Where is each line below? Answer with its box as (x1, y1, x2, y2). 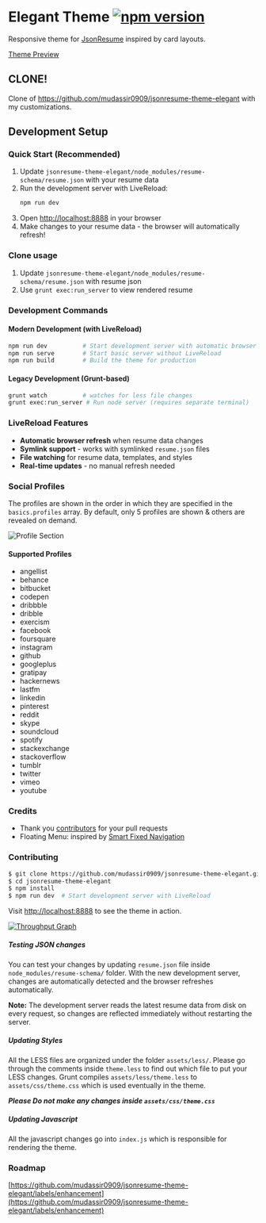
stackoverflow (19, 752, 66, 761)
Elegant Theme (8, 8, 110, 26)
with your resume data (85, 175, 159, 185)
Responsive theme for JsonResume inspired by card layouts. (8, 34, 206, 44)
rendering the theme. (8, 1143, 78, 1152)
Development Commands (8, 305, 108, 316)
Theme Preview (8, 49, 59, 59)
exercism (19, 617, 50, 627)
